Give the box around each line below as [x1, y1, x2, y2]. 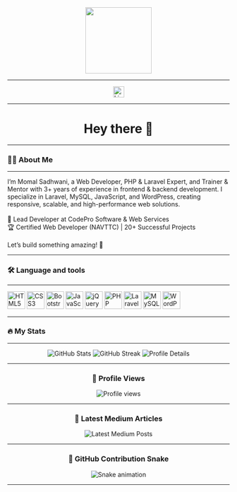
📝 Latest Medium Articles [74, 414, 163, 423]
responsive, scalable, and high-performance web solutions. [7, 200, 181, 209]
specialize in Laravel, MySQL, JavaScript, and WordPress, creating [7, 192, 201, 201]
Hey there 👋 [83, 121, 154, 137]
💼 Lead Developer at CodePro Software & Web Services [7, 215, 169, 223]
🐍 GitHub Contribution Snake [68, 454, 169, 464]
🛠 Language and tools [7, 265, 86, 275]
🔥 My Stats [7, 327, 46, 336]
